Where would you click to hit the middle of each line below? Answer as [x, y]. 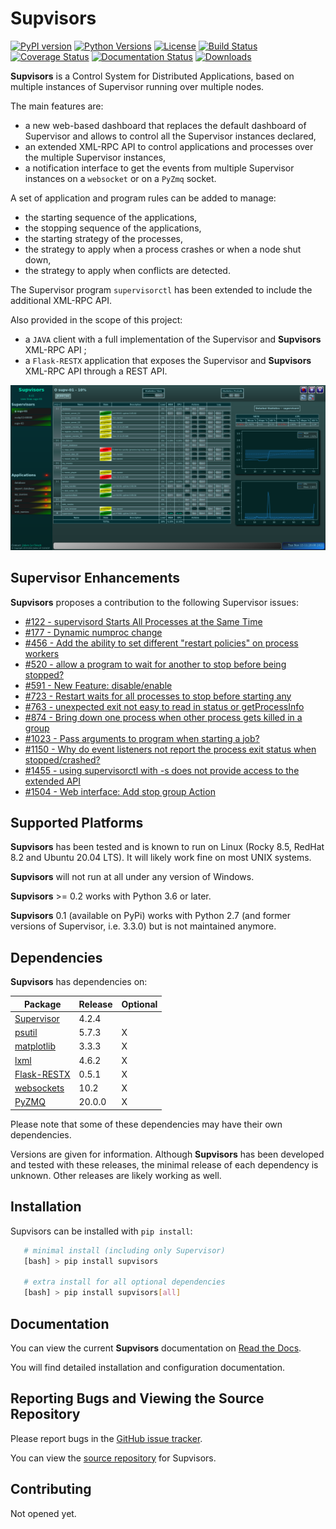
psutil [26, 1033]
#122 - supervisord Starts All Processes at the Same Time [143, 621]
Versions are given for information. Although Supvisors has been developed [167, 1154]
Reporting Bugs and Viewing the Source [137, 1398]
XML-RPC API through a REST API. [96, 371]
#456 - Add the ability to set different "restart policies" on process [161, 643]
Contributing [51, 1489]
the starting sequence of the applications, [111, 217]
